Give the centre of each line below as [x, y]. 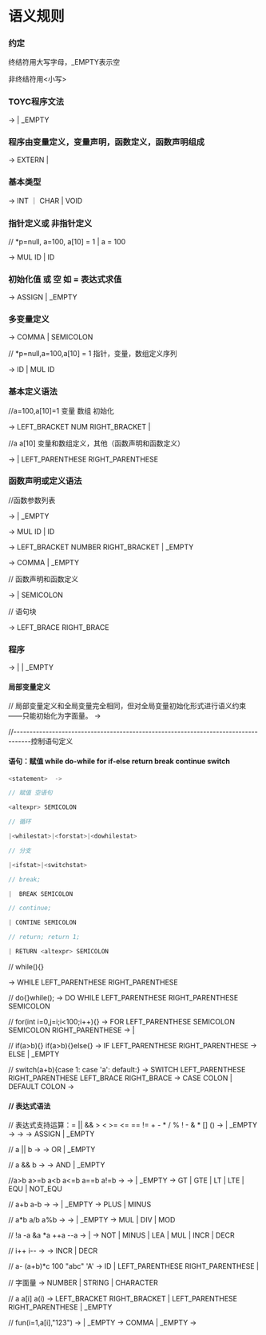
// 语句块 [23, 611]
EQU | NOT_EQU [35, 1189]
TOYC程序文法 [36, 102]
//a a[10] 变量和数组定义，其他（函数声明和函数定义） [97, 443]
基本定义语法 [33, 392]
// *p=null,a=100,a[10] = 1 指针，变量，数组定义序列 [93, 354]
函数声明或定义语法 [45, 481]
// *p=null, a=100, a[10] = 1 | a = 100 [67, 241]
